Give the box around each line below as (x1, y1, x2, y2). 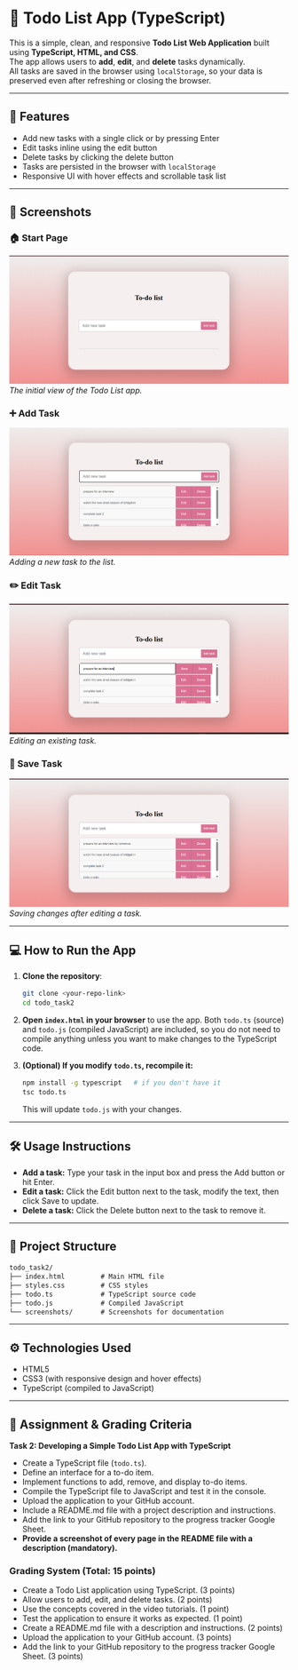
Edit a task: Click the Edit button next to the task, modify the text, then (21, 1186, 279, 1197)
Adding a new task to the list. (9, 557, 116, 568)
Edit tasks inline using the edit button (21, 142, 158, 153)
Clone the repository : (21, 971, 103, 982)
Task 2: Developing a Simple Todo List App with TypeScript (9, 1441, 231, 1451)
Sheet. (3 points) (21, 1651, 84, 1662)
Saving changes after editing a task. (9, 908, 143, 918)
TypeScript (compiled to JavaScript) (21, 1383, 155, 1394)
